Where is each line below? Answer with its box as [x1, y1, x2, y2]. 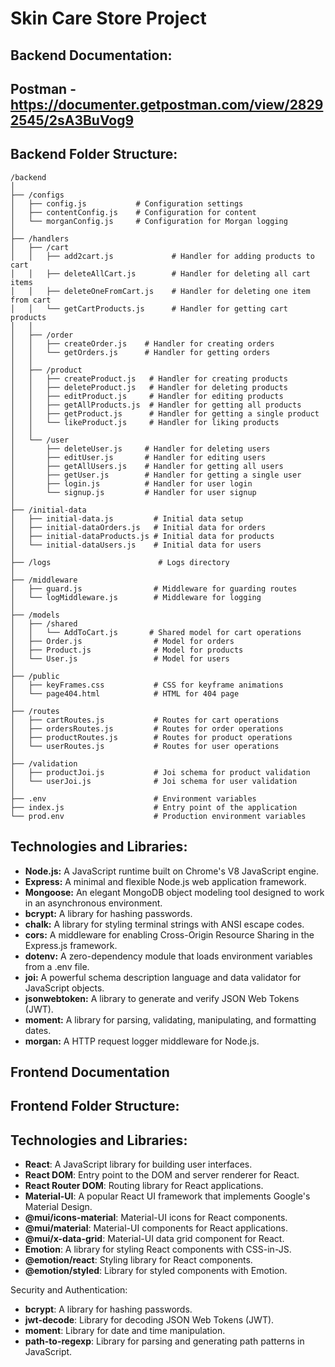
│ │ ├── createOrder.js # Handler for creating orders [10, 338, 275, 349]
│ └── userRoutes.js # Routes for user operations [10, 741, 280, 751]
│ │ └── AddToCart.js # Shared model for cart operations [10, 627, 302, 637]
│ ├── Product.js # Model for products [10, 645, 244, 655]
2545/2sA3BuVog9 [10, 112, 135, 129]
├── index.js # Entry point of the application [10, 802, 298, 812]
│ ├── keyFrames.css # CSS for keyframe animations [10, 680, 284, 690]
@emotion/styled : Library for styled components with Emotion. [24, 1265, 288, 1277]
